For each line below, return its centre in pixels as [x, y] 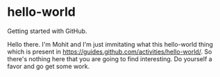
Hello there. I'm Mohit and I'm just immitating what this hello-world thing [110, 44]
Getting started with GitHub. [47, 31]
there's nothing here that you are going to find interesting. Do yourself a [110, 58]
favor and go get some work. [49, 66]
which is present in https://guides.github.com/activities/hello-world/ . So [110, 52]
